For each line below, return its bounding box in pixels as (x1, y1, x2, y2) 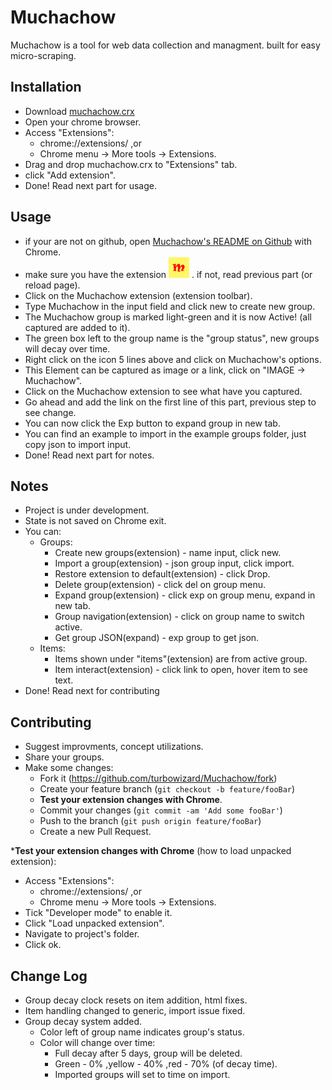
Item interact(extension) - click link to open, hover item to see (54, 664, 308, 676)
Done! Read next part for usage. (24, 179, 157, 191)
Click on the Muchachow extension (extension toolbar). (24, 289, 253, 301)
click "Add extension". (24, 169, 116, 181)
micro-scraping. (10, 49, 77, 61)
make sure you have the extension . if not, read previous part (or (24, 268, 313, 280)
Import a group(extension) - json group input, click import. (54, 557, 295, 570)
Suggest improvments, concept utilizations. (24, 741, 204, 753)
